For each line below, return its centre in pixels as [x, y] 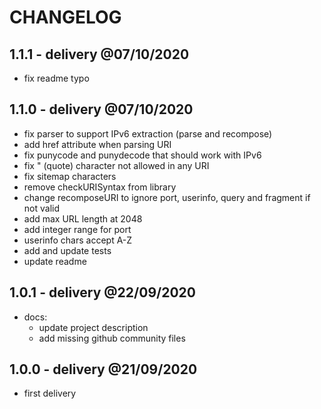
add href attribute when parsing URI [97, 144]
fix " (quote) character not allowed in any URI [116, 165]
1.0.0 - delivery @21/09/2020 [103, 369]
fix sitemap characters [70, 176]
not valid [41, 208]
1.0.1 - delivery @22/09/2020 [102, 292]
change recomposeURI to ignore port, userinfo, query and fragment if [167, 197]
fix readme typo [56, 78]
